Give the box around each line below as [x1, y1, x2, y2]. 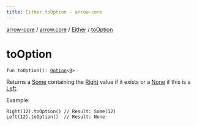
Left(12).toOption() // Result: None [6, 114, 105, 120]
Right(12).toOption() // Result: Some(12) [6, 108, 116, 114]
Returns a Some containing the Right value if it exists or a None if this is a [6, 78, 191, 86]
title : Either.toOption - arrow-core [6, 9, 103, 15]
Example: [6, 96, 30, 104]
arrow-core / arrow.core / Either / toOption [6, 26, 113, 33]
